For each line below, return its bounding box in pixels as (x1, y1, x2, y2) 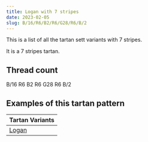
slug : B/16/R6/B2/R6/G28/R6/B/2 (6, 20, 87, 26)
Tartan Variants (9, 116, 55, 124)
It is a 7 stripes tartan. (6, 48, 60, 55)
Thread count (6, 65, 58, 75)
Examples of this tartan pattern (6, 98, 125, 108)
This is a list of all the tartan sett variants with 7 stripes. (6, 36, 143, 44)
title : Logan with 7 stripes (6, 8, 79, 15)
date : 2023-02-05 (6, 14, 50, 20)
